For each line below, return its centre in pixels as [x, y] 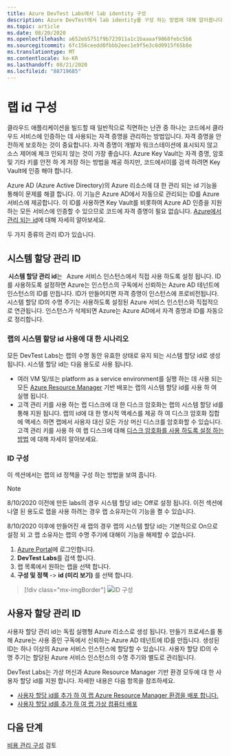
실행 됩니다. [33, 396]
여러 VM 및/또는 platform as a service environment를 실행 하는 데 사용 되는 [120, 378]
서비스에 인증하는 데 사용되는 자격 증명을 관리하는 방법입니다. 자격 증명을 [117, 136]
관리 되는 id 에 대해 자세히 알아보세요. [56, 220]
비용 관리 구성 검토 [32, 746]
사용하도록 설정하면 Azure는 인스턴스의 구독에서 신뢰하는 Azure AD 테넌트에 [117, 285]
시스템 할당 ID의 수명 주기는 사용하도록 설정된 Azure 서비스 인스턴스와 [101, 302]
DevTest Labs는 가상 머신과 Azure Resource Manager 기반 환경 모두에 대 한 [111, 672]
